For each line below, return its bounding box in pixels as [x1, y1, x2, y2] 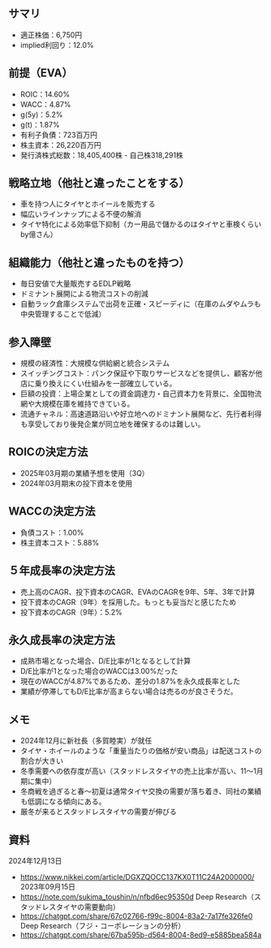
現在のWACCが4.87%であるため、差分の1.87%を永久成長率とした [19, 676, 241, 687]
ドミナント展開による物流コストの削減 [19, 289, 148, 299]
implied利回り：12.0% [19, 40, 95, 50]
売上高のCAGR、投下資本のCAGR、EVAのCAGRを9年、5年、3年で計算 [19, 587, 256, 597]
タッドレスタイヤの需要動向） [19, 902, 120, 911]
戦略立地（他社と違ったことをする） [8, 176, 190, 190]
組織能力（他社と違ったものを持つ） [8, 256, 190, 269]
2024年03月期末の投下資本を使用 [19, 478, 133, 488]
